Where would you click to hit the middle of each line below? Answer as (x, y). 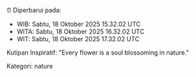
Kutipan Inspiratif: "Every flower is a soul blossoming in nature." (98, 52)
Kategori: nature (30, 66)
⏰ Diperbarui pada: (34, 10)
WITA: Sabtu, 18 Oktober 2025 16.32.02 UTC (80, 31)
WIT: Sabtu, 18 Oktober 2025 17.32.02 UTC (78, 39)
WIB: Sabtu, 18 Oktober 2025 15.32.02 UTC (78, 24)
